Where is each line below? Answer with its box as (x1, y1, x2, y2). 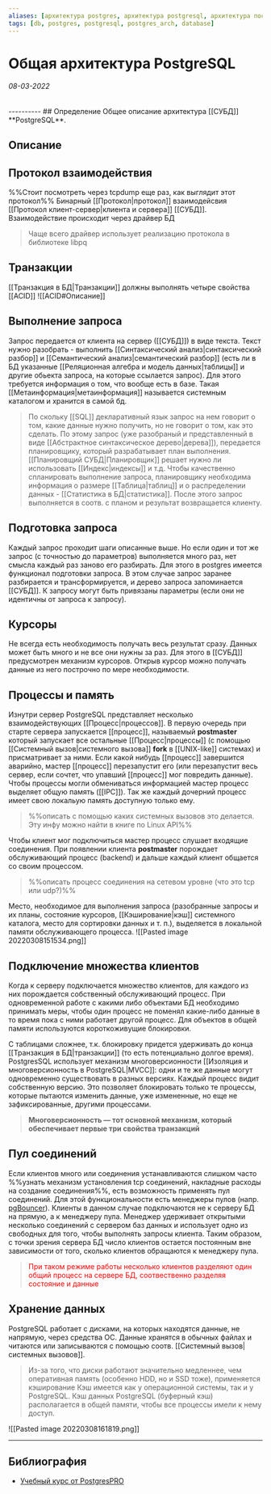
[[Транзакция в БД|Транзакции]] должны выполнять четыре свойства (8, 282, 250, 292)
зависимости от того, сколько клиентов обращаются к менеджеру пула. (8, 1246, 259, 1255)
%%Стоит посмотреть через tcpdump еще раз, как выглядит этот (8, 188, 236, 197)
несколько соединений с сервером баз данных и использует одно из (8, 1220, 248, 1229)
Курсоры (8, 617, 57, 631)
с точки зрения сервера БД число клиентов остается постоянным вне (8, 1237, 252, 1246)
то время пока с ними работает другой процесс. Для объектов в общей (8, 1014, 256, 1024)
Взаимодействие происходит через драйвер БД (8, 214, 175, 223)
